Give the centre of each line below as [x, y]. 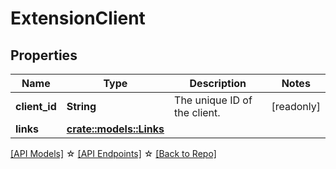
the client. [197, 112]
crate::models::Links [115, 129]
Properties [44, 55]
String [81, 106]
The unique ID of [213, 100]
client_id [36, 106]
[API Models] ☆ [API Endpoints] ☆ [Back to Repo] [113, 153]
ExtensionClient [78, 18]
